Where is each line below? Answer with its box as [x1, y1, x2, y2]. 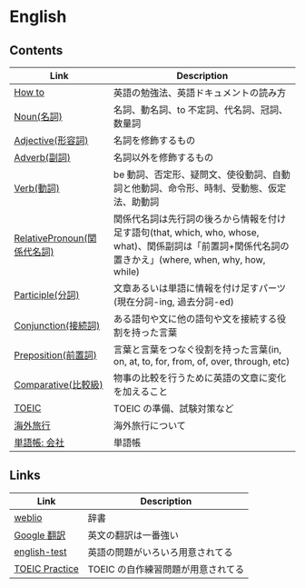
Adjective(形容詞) [14, 135, 89, 146]
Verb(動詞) [14, 182, 61, 194]
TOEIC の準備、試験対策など [113, 403, 234, 414]
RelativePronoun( [14, 232, 88, 244]
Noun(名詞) [14, 111, 64, 123]
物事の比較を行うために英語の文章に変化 [113, 372, 287, 384]
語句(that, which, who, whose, [131, 226, 260, 238]
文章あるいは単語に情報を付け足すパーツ [113, 282, 287, 294]
